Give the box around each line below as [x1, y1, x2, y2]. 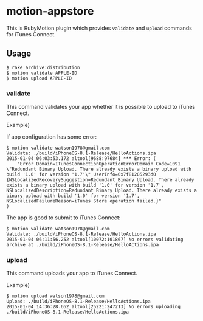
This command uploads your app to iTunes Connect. [6, 269, 138, 277]
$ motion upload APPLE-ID [6, 75, 72, 81]
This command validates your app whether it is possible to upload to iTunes [6, 103, 196, 111]
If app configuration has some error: [6, 133, 97, 140]
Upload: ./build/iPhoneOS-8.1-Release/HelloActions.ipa [6, 299, 151, 305]
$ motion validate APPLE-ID [6, 70, 78, 76]
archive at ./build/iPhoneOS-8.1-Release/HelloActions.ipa [6, 242, 159, 248]
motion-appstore [6, 4, 94, 18]
